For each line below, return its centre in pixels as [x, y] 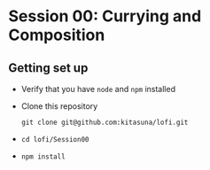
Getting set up [48, 68]
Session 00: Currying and [105, 16]
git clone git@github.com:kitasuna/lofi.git [105, 122]
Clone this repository [59, 106]
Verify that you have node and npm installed [98, 89]
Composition [57, 35]
